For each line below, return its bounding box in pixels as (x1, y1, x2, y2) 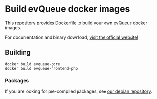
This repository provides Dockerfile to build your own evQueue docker (5, 20, 147, 25)
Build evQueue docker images (5, 3, 130, 15)
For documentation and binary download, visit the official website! (5, 34, 139, 40)
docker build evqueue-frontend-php (5, 66, 78, 71)
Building (5, 49, 31, 57)
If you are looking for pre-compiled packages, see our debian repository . (5, 88, 152, 94)
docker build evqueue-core (5, 61, 60, 67)
